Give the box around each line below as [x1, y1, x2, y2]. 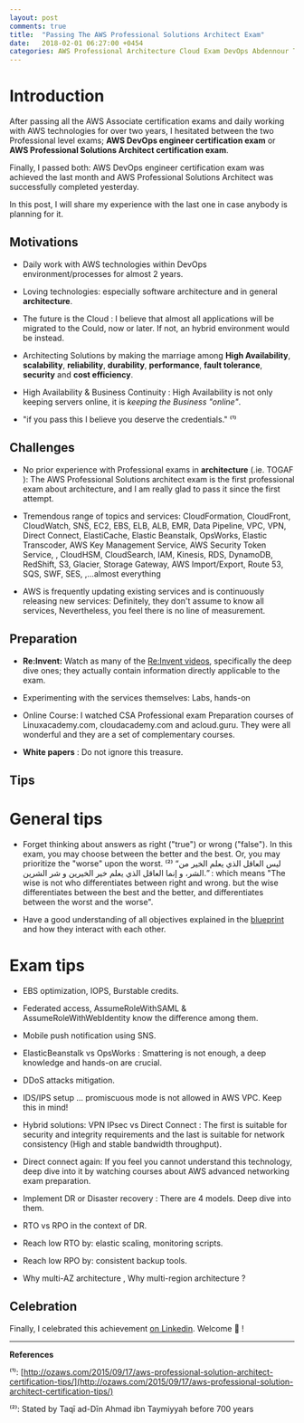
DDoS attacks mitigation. [22, 1074, 116, 1085]
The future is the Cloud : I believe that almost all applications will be [22, 313, 274, 324]
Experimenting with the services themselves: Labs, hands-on [22, 692, 251, 702]
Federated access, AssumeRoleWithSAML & [22, 1002, 187, 1014]
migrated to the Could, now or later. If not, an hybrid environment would [22, 322, 290, 333]
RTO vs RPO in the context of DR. [22, 1219, 147, 1231]
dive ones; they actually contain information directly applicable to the [22, 664, 280, 675]
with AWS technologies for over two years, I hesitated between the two [9, 126, 274, 137]
